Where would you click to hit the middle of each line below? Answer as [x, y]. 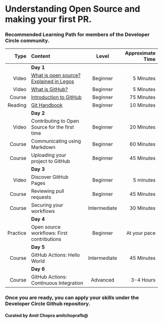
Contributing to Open [55, 121]
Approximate [140, 53]
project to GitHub [50, 161]
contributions [46, 239]
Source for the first [52, 127]
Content [41, 56]
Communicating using [56, 141]
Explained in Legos [52, 81]
